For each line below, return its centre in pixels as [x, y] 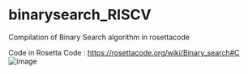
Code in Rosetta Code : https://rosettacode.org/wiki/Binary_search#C [124, 52]
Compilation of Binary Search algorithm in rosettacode [99, 37]
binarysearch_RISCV [80, 15]
